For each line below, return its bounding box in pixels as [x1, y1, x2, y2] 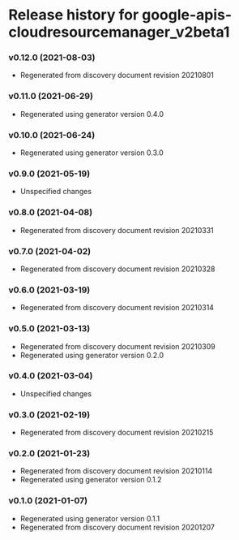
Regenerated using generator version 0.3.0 [19, 148, 164, 158]
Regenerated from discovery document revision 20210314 [19, 303, 215, 313]
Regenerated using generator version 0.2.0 [19, 350, 164, 360]
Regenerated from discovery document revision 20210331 [19, 225, 214, 235]
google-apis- [141, 6, 233, 24]
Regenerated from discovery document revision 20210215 [19, 428, 214, 438]
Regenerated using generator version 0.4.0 [19, 109, 164, 119]
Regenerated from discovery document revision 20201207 [19, 522, 216, 532]
